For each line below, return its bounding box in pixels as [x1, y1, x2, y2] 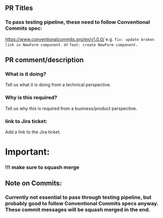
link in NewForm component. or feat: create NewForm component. [5, 42, 138, 47]
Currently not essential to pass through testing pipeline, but [5, 194, 152, 201]
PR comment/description [5, 56, 84, 64]
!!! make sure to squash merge [5, 164, 80, 171]
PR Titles [5, 4, 33, 12]
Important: [5, 146, 50, 158]
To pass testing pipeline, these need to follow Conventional [5, 19, 150, 26]
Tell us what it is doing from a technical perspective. [5, 82, 111, 88]
